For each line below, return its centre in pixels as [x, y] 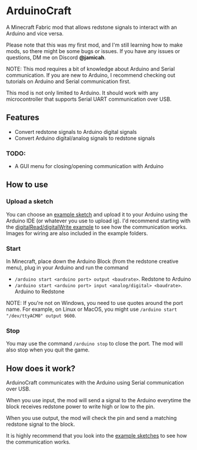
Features [23, 118]
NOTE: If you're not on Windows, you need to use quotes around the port [95, 303]
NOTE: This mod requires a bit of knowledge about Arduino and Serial [91, 68]
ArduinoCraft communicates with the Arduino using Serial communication [95, 383]
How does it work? [41, 368]
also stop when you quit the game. [48, 350]
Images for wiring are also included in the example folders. [77, 233]
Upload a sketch [30, 202]
